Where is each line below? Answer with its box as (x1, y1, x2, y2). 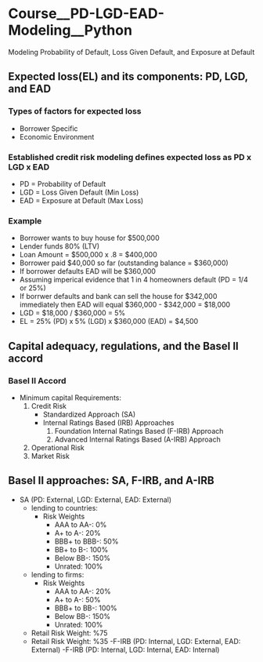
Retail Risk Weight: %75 (31, 628, 108, 638)
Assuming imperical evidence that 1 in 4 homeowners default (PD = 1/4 (19, 275, 248, 285)
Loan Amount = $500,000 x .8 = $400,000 (19, 250, 158, 260)
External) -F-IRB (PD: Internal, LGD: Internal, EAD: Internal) (31, 645, 220, 654)
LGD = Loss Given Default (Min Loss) (19, 187, 139, 197)
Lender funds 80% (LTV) (19, 242, 100, 251)
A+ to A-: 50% (54, 595, 101, 604)
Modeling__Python (8, 21, 133, 39)
